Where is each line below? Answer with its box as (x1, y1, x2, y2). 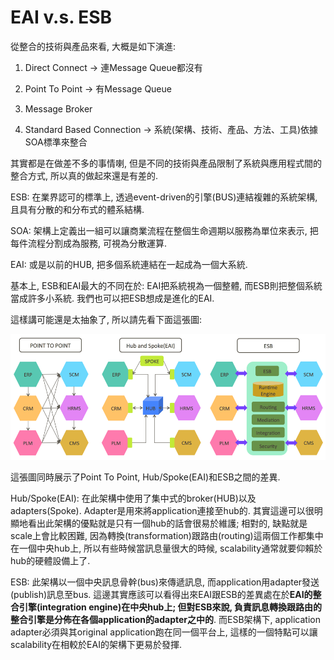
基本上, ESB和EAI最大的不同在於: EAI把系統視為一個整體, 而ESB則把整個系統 (10, 279, 323, 291)
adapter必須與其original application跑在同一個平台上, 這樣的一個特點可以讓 (10, 626, 318, 638)
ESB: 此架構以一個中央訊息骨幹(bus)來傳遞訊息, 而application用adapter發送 (10, 576, 320, 588)
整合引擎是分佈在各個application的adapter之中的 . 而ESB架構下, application (10, 614, 321, 626)
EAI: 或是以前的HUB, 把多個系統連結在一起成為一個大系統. (10, 258, 248, 270)
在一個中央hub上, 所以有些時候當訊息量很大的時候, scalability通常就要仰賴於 (10, 542, 323, 555)
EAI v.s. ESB (10, 6, 113, 29)
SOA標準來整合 (24, 136, 88, 148)
